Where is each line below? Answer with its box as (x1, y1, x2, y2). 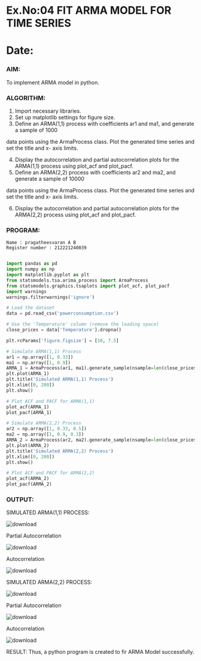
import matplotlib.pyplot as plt (6, 272, 90, 278)
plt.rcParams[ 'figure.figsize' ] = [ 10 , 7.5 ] (6, 337, 119, 343)
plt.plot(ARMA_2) (6, 442, 50, 448)
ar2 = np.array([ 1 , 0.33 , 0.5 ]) (6, 426, 87, 432)
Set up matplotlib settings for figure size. (14, 113, 115, 120)
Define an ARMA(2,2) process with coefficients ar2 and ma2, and (14, 168, 176, 176)
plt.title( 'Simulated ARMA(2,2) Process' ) (6, 448, 114, 454)
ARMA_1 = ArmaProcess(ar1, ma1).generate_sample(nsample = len (6, 365, 162, 372)
